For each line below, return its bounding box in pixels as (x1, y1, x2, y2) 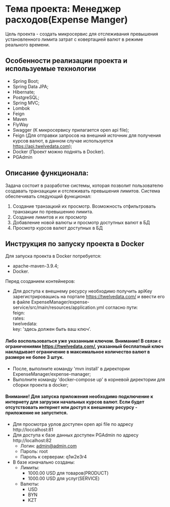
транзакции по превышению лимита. (12, 208, 94, 214)
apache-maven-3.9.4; (12, 263, 59, 269)
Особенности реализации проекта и (5, 57, 128, 65)
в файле (12, 299, 31, 305)
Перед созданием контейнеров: (5, 278, 75, 284)
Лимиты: (20, 464, 40, 470)
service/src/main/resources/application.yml (12, 304, 104, 310)
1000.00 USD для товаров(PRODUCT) (27, 470, 109, 476)
